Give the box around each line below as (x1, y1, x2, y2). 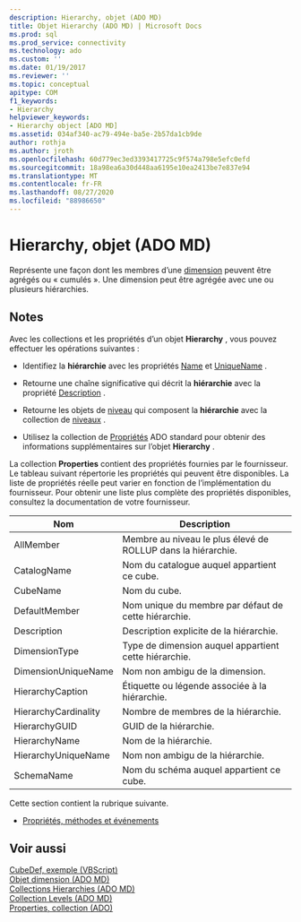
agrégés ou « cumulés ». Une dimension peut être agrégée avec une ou (9, 274, 274, 285)
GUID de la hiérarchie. (122, 720, 215, 732)
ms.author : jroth (9, 146, 74, 155)
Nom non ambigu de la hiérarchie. (122, 749, 264, 762)
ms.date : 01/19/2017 (9, 64, 87, 73)
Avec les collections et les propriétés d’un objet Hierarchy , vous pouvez (9, 333, 278, 344)
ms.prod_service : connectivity (9, 38, 126, 47)
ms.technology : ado (9, 47, 82, 56)
